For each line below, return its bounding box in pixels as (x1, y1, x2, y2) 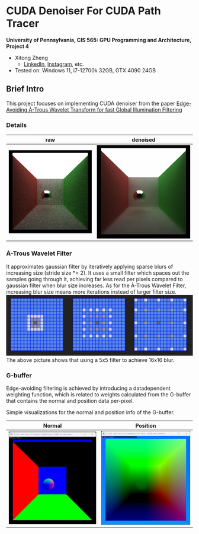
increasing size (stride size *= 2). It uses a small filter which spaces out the (6, 269, 190, 276)
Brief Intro (6, 84, 44, 94)
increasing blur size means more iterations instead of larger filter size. (6, 288, 176, 295)
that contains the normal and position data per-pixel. (6, 398, 134, 405)
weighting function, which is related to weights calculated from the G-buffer (6, 391, 191, 398)
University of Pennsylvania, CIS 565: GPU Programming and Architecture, (6, 36, 191, 43)
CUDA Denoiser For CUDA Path (6, 4, 161, 18)
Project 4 (6, 43, 30, 50)
